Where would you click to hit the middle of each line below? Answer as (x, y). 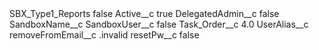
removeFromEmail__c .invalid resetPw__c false (104, 35)
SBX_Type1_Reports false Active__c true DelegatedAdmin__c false (144, 13)
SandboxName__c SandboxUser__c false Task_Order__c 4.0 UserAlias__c (159, 24)
